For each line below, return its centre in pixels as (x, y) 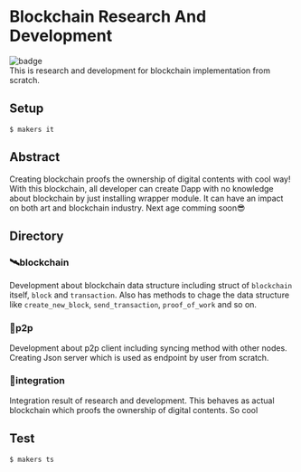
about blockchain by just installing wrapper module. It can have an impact (146, 198)
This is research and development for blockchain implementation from (140, 71)
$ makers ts (32, 459)
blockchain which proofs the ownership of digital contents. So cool (134, 410)
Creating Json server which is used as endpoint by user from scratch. (139, 357)
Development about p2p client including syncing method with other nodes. (148, 348)
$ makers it (32, 129)
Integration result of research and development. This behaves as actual (142, 401)
